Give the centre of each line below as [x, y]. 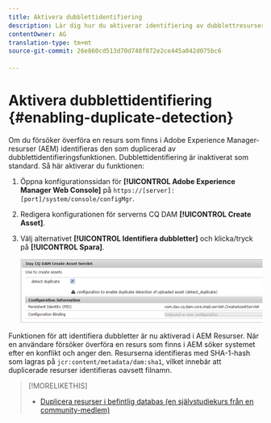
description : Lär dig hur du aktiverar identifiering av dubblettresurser [137, 25]
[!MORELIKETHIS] [58, 386]
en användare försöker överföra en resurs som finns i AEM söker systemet [132, 345]
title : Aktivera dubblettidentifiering [75, 17]
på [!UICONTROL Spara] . [62, 247]
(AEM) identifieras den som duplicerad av [106, 149]
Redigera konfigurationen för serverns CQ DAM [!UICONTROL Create [135, 214]
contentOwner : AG [38, 34]
